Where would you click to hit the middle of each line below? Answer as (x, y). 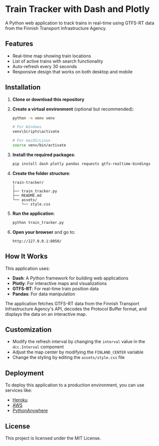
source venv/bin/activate (39, 145)
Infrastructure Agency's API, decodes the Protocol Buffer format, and (76, 309)
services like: (19, 390)
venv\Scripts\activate (36, 132)
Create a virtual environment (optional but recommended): (73, 109)
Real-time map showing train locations (52, 56)
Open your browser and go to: (44, 232)
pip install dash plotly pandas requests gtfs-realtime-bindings (81, 164)
